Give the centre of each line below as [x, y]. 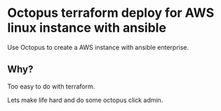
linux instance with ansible [87, 28]
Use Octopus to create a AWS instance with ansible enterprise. [98, 47]
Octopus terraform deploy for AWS [111, 13]
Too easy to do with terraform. [51, 86]
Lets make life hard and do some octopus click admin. [85, 100]
